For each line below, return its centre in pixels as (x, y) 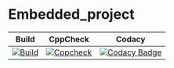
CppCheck (69, 39)
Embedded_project (71, 14)
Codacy (131, 39)
